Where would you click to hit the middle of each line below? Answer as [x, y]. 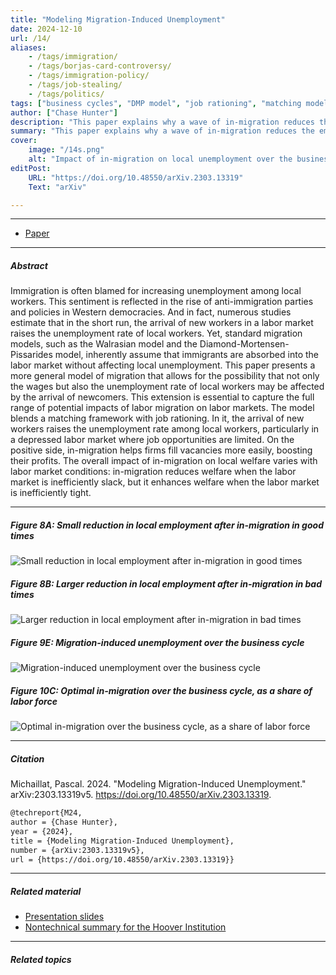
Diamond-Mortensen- [244, 344]
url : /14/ [31, 38]
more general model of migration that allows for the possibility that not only [165, 376]
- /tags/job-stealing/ [75, 85]
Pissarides [31, 355]
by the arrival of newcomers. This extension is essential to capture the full [162, 397]
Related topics [41, 959]
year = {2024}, [42, 831]
